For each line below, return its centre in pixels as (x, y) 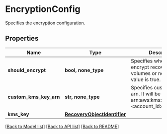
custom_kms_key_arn (34, 97)
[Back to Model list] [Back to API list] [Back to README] (62, 126)
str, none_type (82, 97)
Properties (22, 38)
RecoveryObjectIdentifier (95, 114)
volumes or (144, 73)
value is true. (146, 79)
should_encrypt (27, 70)
